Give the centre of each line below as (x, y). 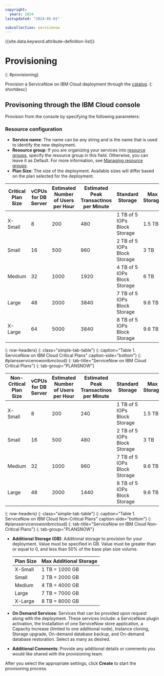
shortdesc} (16, 89)
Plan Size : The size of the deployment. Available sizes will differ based (83, 171)
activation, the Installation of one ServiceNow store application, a (78, 624)
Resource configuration (34, 129)
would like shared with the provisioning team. (58, 654)
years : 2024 (22, 14)
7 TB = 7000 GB (60, 593)
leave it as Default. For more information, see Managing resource (77, 161)
